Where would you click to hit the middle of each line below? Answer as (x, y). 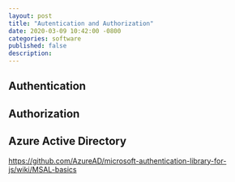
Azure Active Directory (68, 141)
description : (30, 53)
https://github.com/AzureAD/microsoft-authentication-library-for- (117, 161)
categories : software (45, 38)
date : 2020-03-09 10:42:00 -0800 (65, 31)
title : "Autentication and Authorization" (81, 23)
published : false (38, 46)
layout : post (30, 16)
